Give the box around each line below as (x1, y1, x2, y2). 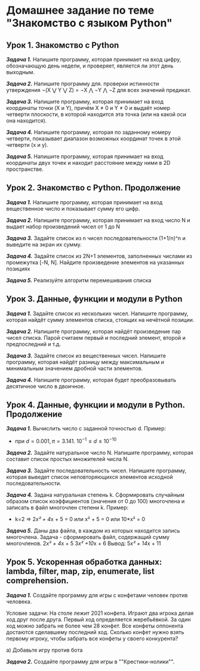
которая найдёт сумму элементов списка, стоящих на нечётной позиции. (6, 316, 195, 323)
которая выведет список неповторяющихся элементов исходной (6, 473, 173, 481)
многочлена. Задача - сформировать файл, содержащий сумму (6, 534, 170, 541)
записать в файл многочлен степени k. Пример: (6, 504, 129, 511)
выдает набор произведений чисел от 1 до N (6, 223, 121, 230)
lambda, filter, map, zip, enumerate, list (6, 567, 155, 577)
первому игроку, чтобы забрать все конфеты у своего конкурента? (6, 635, 179, 642)
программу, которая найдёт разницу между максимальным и (6, 358, 164, 365)
